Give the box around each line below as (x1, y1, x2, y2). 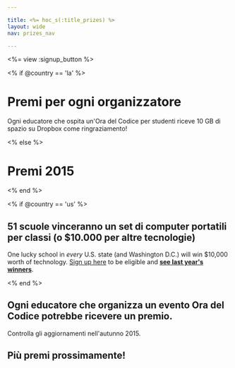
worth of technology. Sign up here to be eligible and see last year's (7, 258, 204, 266)
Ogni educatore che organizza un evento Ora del (7, 299, 224, 311)
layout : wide (7, 23, 46, 30)
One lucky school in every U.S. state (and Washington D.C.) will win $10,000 (7, 250, 228, 259)
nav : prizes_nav (7, 30, 55, 37)
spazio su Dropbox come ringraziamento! (7, 124, 128, 133)
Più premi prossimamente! (7, 350, 126, 362)
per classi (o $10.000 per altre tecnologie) (7, 231, 196, 244)
